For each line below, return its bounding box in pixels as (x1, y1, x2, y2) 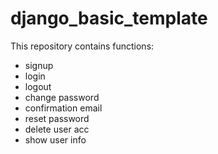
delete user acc (24, 123, 90, 135)
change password (24, 91, 100, 103)
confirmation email (24, 102, 103, 114)
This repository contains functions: (10, 40, 155, 52)
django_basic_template (10, 7, 208, 30)
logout (24, 80, 52, 92)
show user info (24, 133, 87, 146)
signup (24, 59, 54, 71)
